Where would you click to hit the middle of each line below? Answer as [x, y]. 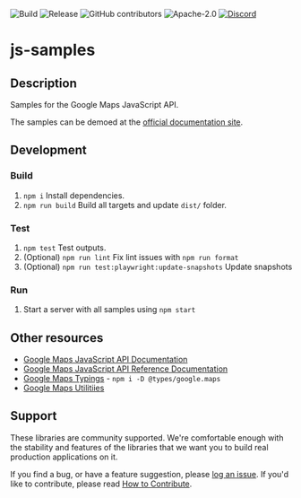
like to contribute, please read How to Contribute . [101, 484]
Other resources [57, 338]
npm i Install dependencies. [73, 195]
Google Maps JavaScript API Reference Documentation [125, 369]
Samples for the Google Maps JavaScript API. [95, 105]
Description [43, 83]
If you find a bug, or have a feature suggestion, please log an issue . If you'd [150, 474]
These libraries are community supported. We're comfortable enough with [147, 437]
